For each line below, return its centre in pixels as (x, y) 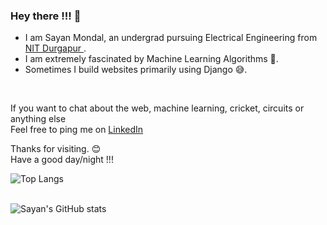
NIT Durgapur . (55, 48)
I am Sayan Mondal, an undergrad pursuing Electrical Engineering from (171, 38)
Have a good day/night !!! (62, 160)
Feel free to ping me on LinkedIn (77, 130)
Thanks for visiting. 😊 (56, 149)
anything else (38, 119)
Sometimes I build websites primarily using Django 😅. (136, 70)
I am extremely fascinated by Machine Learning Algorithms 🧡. (151, 59)
